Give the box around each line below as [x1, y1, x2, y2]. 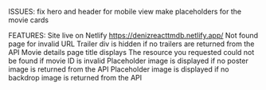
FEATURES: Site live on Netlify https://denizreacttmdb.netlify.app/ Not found [8, 31, 259, 40]
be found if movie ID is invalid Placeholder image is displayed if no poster [8, 56, 248, 65]
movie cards [8, 15, 49, 25]
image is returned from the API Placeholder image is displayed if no [8, 65, 229, 74]
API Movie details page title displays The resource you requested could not [8, 48, 255, 57]
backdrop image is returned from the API [8, 73, 142, 82]
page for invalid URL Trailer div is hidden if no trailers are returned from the [8, 39, 255, 49]
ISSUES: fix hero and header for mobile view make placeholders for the [8, 7, 241, 16]
